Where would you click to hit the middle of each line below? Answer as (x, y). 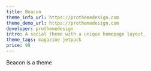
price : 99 (19, 46)
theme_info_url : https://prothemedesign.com (63, 17)
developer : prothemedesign (40, 29)
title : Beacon (24, 12)
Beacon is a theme (29, 62)
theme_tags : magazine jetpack (44, 40)
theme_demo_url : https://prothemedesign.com (63, 23)
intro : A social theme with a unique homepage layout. (76, 34)
